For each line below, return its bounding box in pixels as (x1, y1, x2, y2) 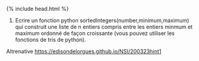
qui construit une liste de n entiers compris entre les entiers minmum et (15, 24, 193, 30)
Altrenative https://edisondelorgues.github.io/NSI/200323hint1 (6, 48, 161, 55)
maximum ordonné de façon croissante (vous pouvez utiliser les (15, 30, 175, 37)
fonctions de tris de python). (15, 36, 86, 43)
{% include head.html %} (6, 5, 69, 12)
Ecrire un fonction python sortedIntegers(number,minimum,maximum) (15, 17, 189, 24)
